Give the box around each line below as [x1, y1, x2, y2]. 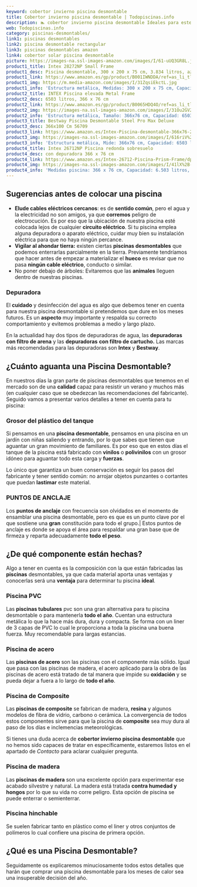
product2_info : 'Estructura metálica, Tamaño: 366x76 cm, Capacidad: [6, 112, 180, 118]
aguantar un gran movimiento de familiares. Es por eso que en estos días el [6, 443, 188, 450]
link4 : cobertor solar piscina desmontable [6, 52, 114, 58]
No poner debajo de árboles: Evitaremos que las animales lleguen [14, 267, 175, 274]
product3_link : [6, 129, 43, 135]
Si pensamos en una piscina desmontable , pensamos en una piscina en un [6, 430, 188, 437]
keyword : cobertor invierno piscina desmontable [6, 8, 127, 15]
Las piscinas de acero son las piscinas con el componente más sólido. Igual [6, 658, 191, 665]
